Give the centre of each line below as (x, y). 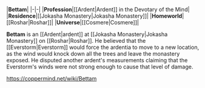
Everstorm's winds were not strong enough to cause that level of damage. (100, 67)
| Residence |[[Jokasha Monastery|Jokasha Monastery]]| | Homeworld (94, 16)
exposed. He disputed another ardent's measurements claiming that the (97, 60)
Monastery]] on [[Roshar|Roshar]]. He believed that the (76, 41)
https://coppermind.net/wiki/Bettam (52, 79)
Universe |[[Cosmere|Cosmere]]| (98, 22)
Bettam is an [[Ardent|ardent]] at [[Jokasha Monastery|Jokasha (87, 34)
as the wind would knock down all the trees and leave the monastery (93, 54)
